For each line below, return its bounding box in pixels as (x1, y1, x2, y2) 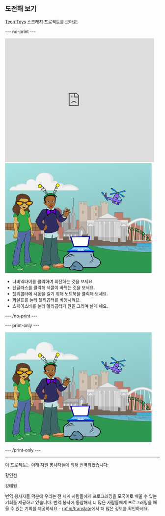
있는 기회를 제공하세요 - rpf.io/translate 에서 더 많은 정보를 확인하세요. (15, 505, 149, 511)
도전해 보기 (5, 4, 37, 13)
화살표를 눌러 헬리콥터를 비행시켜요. (12, 297, 81, 303)
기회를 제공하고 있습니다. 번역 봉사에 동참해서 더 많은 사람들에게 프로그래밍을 (5, 499, 152, 505)
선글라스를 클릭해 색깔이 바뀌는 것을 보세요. (12, 285, 95, 290)
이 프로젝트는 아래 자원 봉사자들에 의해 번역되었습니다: (5, 462, 109, 468)
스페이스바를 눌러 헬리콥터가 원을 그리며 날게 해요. (12, 303, 108, 309)
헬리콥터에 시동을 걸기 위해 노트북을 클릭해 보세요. (12, 290, 108, 296)
